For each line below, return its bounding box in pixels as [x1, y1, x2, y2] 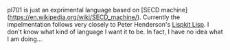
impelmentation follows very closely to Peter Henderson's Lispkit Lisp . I [7, 21, 209, 28]
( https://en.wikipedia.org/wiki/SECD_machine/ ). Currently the [7, 13, 181, 21]
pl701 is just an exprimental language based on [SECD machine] [7, 6, 188, 14]
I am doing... [7, 35, 43, 43]
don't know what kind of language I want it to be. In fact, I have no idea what [7, 27, 223, 36]
